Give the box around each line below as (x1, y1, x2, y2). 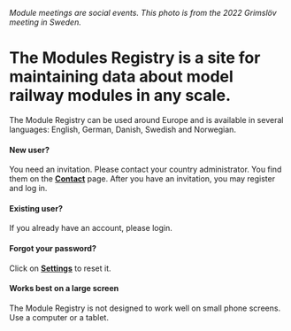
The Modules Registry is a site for (9, 48, 261, 68)
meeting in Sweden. (9, 17, 81, 27)
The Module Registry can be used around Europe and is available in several (9, 114, 284, 125)
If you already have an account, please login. (9, 223, 172, 234)
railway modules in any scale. (9, 86, 232, 105)
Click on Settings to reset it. (9, 263, 112, 273)
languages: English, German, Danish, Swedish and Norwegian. (9, 124, 237, 135)
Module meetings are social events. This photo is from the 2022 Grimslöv (9, 8, 277, 18)
